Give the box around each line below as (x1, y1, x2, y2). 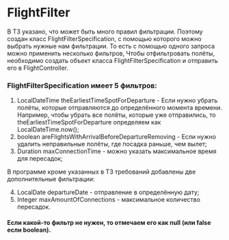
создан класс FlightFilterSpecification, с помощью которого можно (7, 34, 202, 42)
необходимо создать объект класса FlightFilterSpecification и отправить (7, 56, 219, 64)
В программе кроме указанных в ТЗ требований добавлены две (7, 168, 196, 176)
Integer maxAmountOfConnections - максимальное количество (16, 196, 200, 204)
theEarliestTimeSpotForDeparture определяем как (16, 118, 161, 126)
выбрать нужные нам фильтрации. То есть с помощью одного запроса (7, 42, 215, 50)
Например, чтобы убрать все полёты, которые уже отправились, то (16, 111, 217, 119)
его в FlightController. (7, 64, 68, 72)
